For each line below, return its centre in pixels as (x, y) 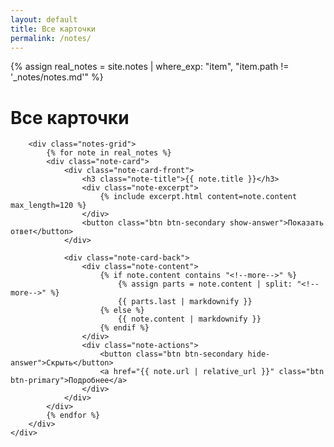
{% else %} (122, 311)
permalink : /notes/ (51, 38)
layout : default (44, 19)
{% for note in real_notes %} (109, 153)
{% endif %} (124, 328)
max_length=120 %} (48, 206)
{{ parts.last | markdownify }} (185, 302)
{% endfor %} (73, 416)
